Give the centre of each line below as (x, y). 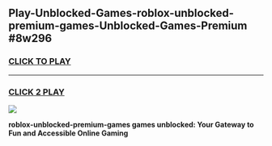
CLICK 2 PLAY (36, 92)
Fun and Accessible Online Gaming (68, 133)
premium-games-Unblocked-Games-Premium (128, 26)
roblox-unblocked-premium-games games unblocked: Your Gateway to (131, 124)
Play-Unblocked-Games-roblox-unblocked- (121, 13)
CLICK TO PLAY (40, 61)
